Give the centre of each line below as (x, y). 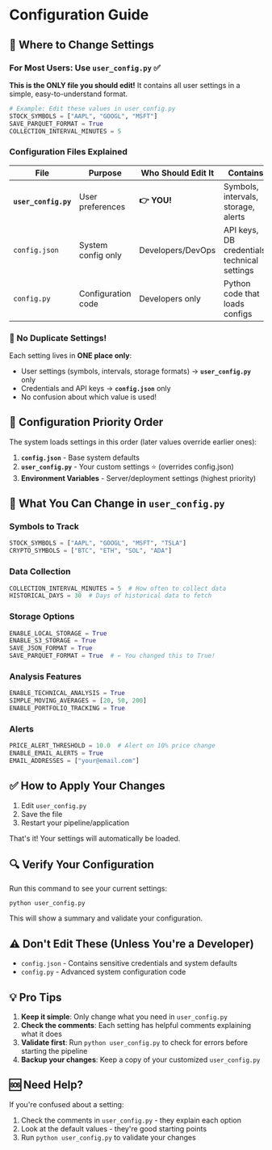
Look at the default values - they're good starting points (114, 1128)
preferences (102, 206)
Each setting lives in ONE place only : (71, 355)
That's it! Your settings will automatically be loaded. (95, 838)
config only (100, 255)
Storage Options (42, 617)
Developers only (170, 298)
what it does (42, 1034)
